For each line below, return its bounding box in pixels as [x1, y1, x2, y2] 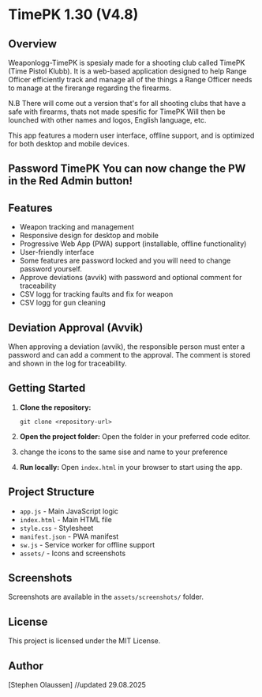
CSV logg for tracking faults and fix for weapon [19, 290, 174, 299]
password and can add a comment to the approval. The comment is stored [8, 350, 251, 360]
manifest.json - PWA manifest [19, 532, 119, 541]
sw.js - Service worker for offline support [19, 540, 155, 549]
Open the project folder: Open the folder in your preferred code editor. [19, 431, 251, 441]
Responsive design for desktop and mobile [19, 231, 159, 241]
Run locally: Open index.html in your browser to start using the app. [19, 462, 243, 472]
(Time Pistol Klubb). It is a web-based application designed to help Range [8, 66, 247, 76]
